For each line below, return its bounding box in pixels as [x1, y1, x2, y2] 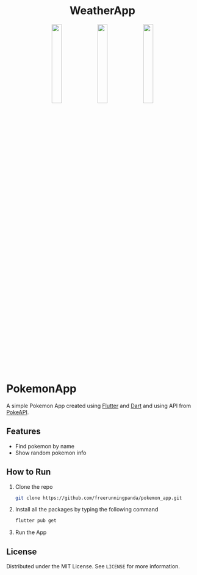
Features [6, 426, 41, 437]
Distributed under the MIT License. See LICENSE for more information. [6, 563, 180, 570]
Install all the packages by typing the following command [15, 506, 159, 513]
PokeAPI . [6, 408, 29, 416]
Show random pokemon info [15, 449, 87, 456]
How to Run [6, 467, 51, 477]
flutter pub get [15, 517, 57, 524]
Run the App [15, 529, 47, 536]
